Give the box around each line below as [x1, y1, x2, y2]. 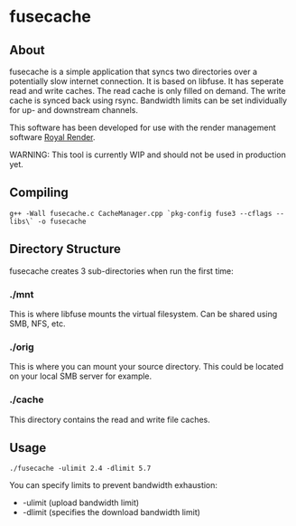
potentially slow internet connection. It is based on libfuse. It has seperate [9, 76, 284, 87]
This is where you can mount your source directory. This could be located [9, 362, 284, 372]
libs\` [9, 217, 34, 226]
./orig [9, 341, 34, 353]
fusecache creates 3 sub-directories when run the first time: [9, 265, 235, 277]
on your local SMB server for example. [9, 371, 153, 381]
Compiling [9, 185, 69, 201]
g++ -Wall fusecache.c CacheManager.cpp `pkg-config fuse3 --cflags [9, 209, 273, 218]
